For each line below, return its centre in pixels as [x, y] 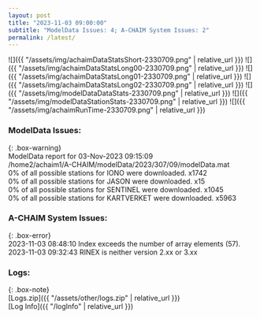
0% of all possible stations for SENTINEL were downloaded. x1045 [116, 189]
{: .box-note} [29, 290]
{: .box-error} [30, 235]
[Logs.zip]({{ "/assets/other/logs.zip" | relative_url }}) [94, 298]
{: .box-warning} [35, 147]
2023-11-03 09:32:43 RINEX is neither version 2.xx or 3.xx [103, 252]
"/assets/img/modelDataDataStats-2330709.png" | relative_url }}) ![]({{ [133, 93]
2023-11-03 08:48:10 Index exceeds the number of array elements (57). [124, 243]
